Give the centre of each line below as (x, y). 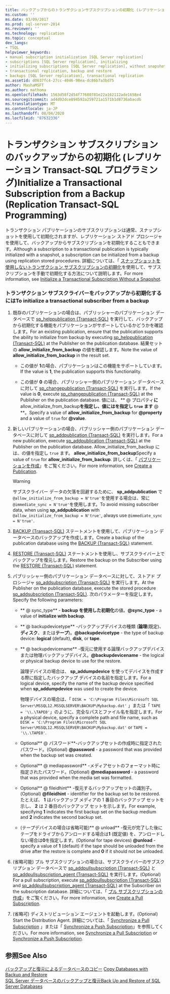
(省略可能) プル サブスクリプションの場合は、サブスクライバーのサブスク (89, 861)
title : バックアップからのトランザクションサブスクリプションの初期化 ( (72, 10)
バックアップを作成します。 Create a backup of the (92, 537)
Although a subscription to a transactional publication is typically (81, 249)
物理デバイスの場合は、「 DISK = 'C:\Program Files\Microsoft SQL (89, 699)
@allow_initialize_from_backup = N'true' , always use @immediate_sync (87, 515)
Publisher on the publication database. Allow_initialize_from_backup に (86, 446)
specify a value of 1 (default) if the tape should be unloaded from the (92, 846)
